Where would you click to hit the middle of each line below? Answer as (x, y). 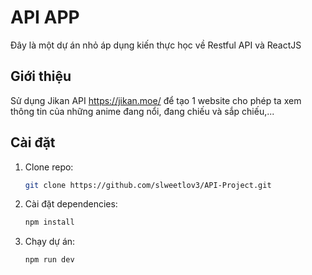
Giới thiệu (41, 76)
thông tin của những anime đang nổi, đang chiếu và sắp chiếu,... (142, 111)
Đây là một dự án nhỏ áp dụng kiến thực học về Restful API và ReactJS (156, 45)
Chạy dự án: (50, 242)
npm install (49, 222)
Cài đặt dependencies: (71, 204)
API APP (45, 17)
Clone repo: (49, 167)
